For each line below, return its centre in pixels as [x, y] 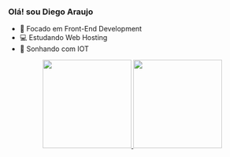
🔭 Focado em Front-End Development [81, 29]
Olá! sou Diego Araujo [51, 12]
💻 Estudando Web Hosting [63, 38]
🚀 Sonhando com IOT [54, 49]
